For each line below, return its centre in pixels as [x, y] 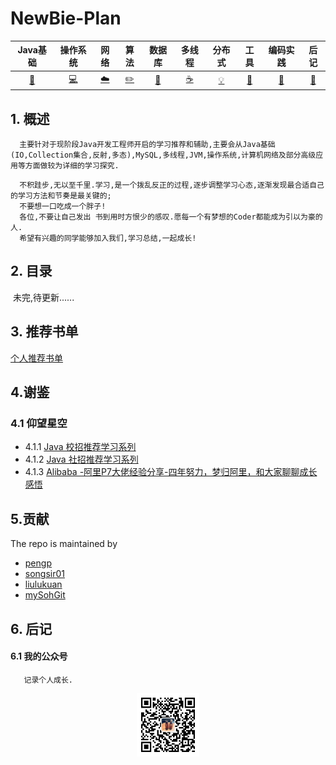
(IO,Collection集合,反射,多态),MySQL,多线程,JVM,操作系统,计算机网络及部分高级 [163, 155]
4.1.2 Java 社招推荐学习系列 [81, 459]
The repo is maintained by [64, 544]
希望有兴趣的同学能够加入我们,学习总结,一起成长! [108, 238]
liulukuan [43, 584]
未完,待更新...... [43, 297]
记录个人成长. [48, 680]
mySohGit [45, 595]
